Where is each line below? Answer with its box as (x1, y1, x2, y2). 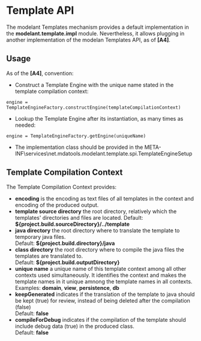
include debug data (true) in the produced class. (14, 322, 135, 330)
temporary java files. (14, 233, 66, 240)
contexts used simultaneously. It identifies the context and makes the (14, 271, 187, 279)
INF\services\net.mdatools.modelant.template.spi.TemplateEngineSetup (14, 149, 193, 157)
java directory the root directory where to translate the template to (14, 226, 180, 234)
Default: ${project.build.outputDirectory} (14, 259, 120, 266)
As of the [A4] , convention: (6, 70, 74, 77)
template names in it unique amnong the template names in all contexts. (14, 277, 193, 285)
